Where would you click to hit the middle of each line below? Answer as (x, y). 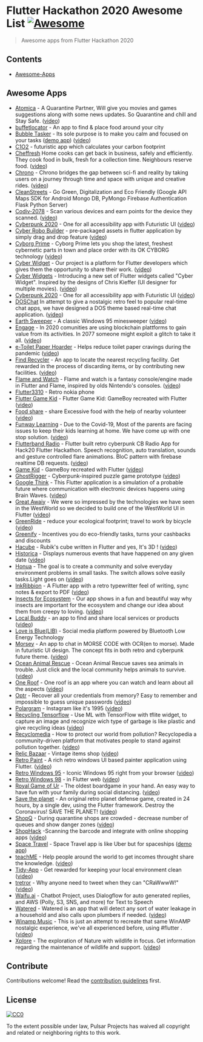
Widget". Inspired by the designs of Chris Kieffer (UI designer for (96, 282)
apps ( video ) (31, 837)
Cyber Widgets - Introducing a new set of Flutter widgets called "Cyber (104, 276)
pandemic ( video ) (37, 353)
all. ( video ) (28, 340)
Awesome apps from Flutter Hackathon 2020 (77, 40)
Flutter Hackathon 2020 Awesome (95, 11)
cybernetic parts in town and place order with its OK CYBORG (92, 250)
